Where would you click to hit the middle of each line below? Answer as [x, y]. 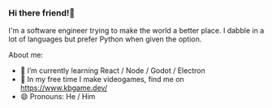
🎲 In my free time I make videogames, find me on [102, 80]
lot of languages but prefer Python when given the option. [105, 39]
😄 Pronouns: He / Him [58, 97]
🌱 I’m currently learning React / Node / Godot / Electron [112, 71]
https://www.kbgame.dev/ [64, 88]
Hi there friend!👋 [42, 13]
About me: [26, 55]
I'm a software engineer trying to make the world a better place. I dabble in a [136, 31]
